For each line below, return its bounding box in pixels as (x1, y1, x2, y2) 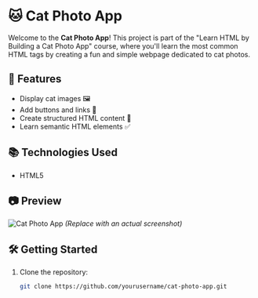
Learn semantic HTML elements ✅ (19, 122, 131, 131)
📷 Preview (8, 194, 62, 207)
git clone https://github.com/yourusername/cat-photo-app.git (19, 282, 227, 291)
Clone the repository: (19, 267, 89, 277)
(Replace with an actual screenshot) (64, 219, 183, 228)
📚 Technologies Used (8, 146, 118, 159)
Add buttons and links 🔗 (19, 105, 97, 114)
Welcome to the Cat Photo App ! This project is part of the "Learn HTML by (8, 33, 249, 42)
